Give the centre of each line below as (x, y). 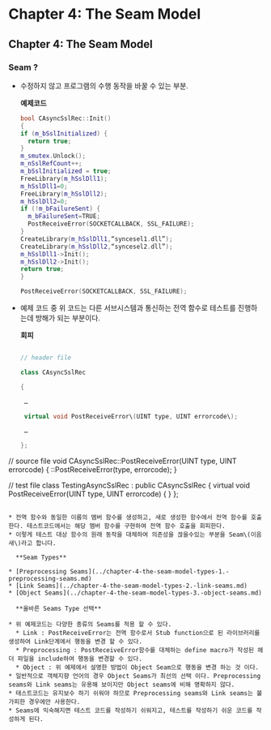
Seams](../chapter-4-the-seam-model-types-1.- (150, 572)
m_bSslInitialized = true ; (66, 171)
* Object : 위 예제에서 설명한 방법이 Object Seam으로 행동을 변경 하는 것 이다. (138, 668)
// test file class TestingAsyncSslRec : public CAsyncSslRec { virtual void (129, 485)
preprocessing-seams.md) (50, 579)
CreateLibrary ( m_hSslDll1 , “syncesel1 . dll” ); (96, 239)
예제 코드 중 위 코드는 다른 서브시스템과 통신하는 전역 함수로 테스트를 (128, 308)
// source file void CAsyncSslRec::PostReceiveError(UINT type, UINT (123, 461)
